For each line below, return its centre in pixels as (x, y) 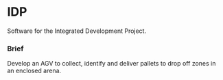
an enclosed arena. (34, 71)
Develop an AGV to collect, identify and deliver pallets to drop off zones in (111, 64)
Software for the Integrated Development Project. (77, 31)
